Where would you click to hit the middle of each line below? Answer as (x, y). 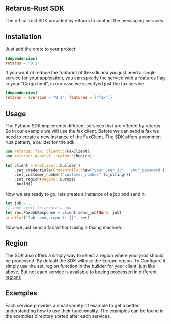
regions (13, 277)
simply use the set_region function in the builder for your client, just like (80, 266)
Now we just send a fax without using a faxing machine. (64, 227)
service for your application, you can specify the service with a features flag (85, 78)
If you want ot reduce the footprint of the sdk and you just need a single (81, 73)
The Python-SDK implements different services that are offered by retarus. (83, 126)
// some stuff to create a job (38, 208)
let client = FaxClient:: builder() (43, 165)
